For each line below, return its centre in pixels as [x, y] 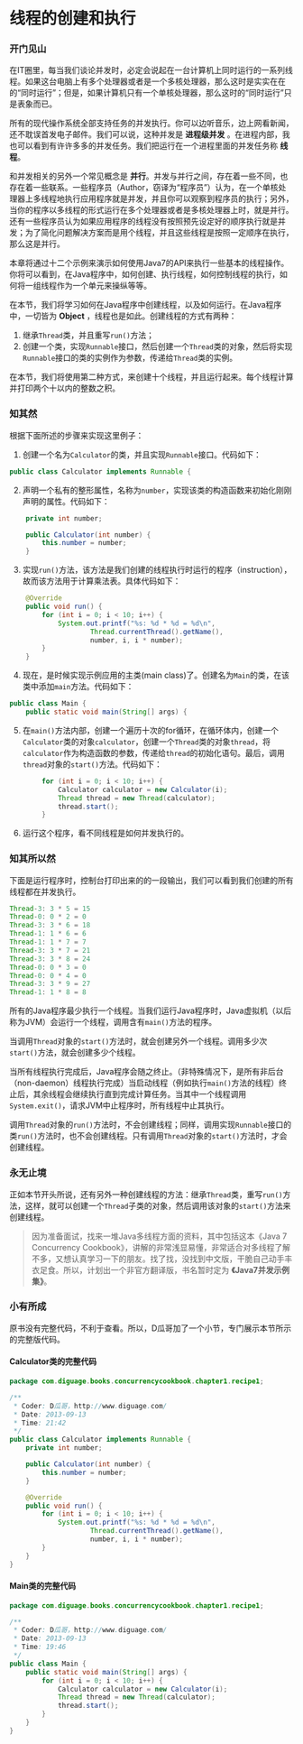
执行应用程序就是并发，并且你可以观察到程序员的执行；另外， [179, 198]
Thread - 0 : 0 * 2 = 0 [48, 917]
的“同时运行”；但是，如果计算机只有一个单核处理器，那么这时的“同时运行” [147, 93]
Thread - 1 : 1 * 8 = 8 [48, 992]
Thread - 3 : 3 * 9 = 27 [50, 984]
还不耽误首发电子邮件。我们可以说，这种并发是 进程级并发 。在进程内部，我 [150, 134]
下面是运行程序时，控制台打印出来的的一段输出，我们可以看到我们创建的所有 [151, 880]
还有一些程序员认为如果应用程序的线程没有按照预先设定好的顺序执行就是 [143, 221]
